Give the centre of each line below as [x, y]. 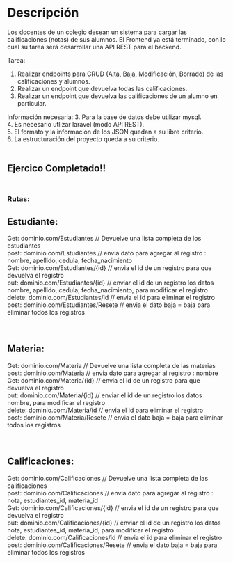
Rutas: [18, 199]
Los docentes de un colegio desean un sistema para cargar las [97, 32]
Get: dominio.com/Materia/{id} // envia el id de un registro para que [104, 380]
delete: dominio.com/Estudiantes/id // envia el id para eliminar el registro [111, 298]
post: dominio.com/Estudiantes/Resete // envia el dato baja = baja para [109, 305]
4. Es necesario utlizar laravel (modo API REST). [76, 124]
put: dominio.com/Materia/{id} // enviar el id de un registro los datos [105, 395]
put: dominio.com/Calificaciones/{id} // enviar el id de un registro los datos [114, 523]
